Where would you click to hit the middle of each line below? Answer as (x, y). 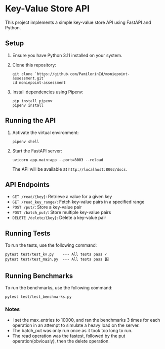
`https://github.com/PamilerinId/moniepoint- (82, 74)
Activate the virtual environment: (45, 133)
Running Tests (28, 233)
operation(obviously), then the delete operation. (61, 341)
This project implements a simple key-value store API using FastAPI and (78, 22)
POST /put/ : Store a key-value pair (47, 207)
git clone (22, 74)
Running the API (30, 120)
